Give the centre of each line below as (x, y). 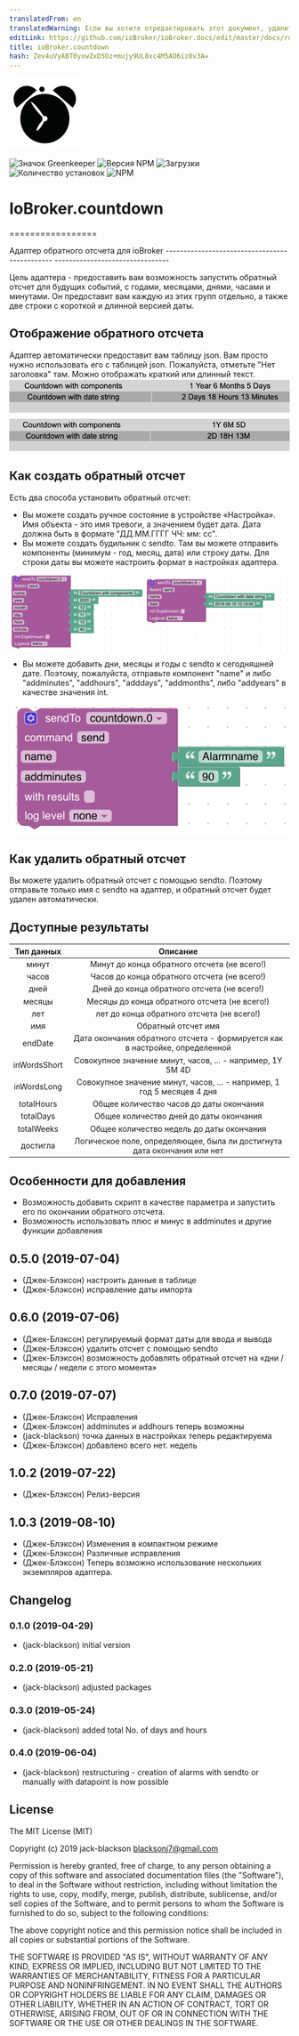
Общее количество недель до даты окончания (178, 1128)
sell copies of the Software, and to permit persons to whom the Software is (147, 1903)
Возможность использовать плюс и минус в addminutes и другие (147, 1221)
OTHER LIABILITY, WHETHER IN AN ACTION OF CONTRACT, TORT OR (139, 2004)
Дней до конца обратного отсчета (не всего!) (178, 989)
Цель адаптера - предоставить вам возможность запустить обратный (143, 278)
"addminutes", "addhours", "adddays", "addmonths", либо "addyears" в (154, 683)
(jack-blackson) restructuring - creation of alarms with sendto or (141, 1772)
